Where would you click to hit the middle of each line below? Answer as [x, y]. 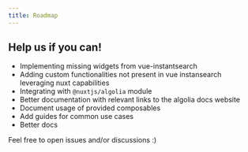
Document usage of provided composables [90, 108]
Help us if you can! [55, 48]
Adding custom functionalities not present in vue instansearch [120, 75]
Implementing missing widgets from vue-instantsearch [108, 66]
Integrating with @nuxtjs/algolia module [86, 91]
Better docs [38, 125]
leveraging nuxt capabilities [64, 83]
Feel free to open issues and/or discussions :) [83, 140]
